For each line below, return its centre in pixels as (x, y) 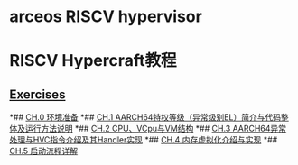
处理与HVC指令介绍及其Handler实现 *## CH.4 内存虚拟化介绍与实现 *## (144, 140)
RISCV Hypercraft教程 (93, 61)
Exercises (37, 94)
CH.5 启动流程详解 (44, 151)
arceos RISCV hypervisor (106, 17)
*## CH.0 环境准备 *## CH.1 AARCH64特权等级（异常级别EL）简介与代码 (145, 117)
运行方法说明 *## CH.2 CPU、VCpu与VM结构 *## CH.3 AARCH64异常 (156, 129)
